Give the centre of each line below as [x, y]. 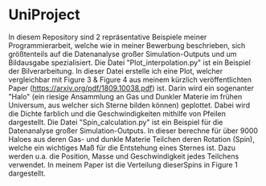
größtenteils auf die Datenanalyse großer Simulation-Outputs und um [123, 54]
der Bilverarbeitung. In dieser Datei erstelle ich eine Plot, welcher [116, 71]
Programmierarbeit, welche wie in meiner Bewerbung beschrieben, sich [127, 45]
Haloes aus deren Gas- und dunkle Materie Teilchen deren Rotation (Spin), [132, 139]
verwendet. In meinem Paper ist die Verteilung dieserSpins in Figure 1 [123, 164]
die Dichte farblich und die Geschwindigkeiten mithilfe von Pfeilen [117, 113]
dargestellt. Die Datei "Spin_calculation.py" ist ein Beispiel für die [116, 122]
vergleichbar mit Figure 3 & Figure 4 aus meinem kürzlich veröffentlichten [130, 79]
